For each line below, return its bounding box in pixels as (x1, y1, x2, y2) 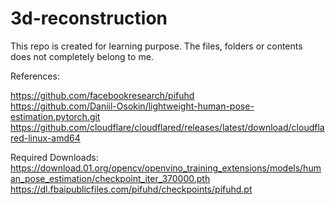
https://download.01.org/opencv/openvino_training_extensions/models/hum (10, 162, 322, 174)
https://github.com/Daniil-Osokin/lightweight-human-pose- (10, 100, 255, 112)
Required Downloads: (10, 151, 99, 163)
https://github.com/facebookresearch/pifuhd (10, 89, 195, 101)
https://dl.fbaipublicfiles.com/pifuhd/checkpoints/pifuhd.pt (10, 183, 253, 195)
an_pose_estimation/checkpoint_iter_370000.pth (10, 172, 211, 184)
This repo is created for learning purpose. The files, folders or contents (10, 40, 303, 52)
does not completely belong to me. (10, 50, 154, 62)
